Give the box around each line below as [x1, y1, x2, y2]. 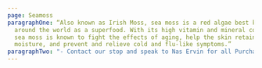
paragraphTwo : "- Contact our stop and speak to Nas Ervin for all [7, 48, 232, 55]
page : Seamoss [7, 11, 54, 20]
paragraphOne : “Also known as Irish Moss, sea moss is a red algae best [7, 19, 249, 27]
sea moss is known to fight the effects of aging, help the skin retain [14, 33, 257, 41]
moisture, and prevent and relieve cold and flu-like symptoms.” [14, 41, 232, 48]
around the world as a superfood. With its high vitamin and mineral [14, 26, 246, 34]
